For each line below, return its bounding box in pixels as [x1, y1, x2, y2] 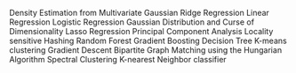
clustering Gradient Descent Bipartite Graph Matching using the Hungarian [9, 45, 283, 55]
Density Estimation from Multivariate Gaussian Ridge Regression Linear [9, 8, 269, 18]
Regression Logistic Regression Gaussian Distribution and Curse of [9, 17, 255, 27]
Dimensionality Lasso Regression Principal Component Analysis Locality [9, 26, 274, 36]
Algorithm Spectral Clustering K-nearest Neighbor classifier [9, 55, 227, 64]
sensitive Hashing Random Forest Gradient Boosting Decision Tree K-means [9, 35, 287, 46]
